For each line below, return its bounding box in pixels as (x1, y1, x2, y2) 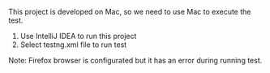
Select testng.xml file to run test (19, 40, 127, 49)
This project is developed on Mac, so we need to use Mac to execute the (8, 7, 251, 16)
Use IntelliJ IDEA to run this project (19, 32, 137, 41)
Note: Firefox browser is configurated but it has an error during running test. (8, 56, 263, 65)
